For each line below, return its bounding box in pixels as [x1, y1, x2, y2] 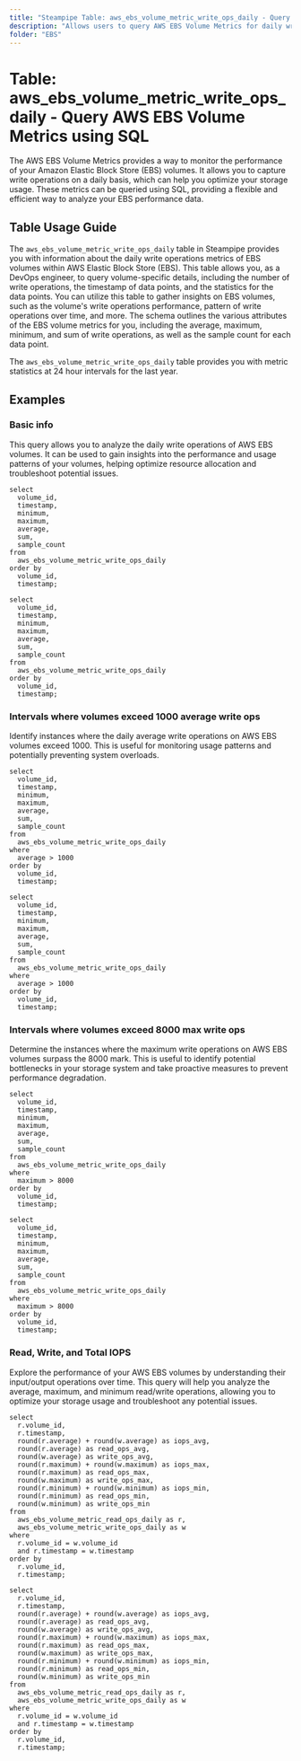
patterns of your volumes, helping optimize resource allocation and [9, 458, 257, 469]
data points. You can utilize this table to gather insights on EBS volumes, [9, 291, 276, 302]
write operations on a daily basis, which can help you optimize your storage [9, 174, 288, 185]
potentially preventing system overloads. [9, 750, 159, 761]
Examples [9, 392, 65, 407]
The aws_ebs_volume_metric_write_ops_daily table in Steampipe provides [9, 243, 280, 254]
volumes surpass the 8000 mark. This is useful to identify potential [9, 1053, 256, 1064]
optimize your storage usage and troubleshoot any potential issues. [9, 1396, 258, 1406]
